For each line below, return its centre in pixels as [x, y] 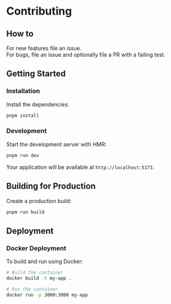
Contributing [39, 11]
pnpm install [23, 116]
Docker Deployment [36, 248]
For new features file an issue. [44, 48]
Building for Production [51, 186]
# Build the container [35, 273]
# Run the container [32, 289]
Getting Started [36, 74]
